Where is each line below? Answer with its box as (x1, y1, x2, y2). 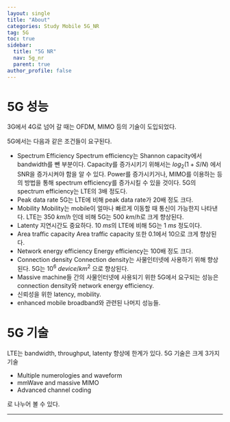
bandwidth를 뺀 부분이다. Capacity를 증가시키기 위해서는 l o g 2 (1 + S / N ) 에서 (16, 160, 222, 170)
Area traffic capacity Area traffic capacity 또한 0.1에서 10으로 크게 (16, 230, 199, 238)
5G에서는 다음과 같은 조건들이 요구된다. (7, 137, 112, 146)
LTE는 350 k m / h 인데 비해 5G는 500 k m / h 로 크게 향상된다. (26, 213, 184, 221)
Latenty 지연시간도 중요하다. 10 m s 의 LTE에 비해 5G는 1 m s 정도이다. (16, 222, 202, 230)
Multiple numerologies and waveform (16, 371, 123, 380)
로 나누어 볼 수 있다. (7, 399, 60, 408)
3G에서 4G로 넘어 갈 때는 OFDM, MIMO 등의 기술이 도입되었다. (7, 122, 177, 131)
